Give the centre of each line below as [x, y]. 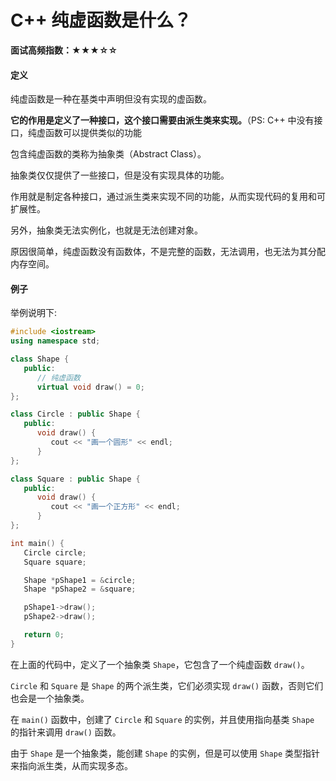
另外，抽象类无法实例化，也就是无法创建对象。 [106, 230]
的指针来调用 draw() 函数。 [66, 732]
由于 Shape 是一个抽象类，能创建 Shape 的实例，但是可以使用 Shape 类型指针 [165, 753]
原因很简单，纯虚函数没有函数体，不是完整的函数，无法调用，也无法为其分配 [168, 252]
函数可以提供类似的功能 [93, 133]
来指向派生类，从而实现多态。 [71, 765]
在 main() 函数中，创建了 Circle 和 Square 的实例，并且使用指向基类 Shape [162, 719]
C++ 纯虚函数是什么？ [101, 20]
